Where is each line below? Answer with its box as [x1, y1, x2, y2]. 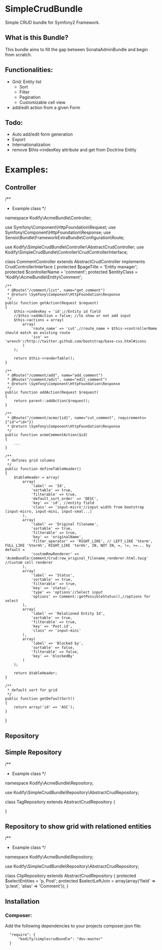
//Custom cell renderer [5, 560, 53, 565]
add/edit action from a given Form [12, 105, 81, 110]
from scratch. [5, 52, 32, 57]
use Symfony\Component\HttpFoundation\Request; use [5, 225, 116, 230]
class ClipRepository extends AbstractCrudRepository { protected [5, 873, 136, 879]
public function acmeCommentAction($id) [5, 433, 88, 438]
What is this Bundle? [5, 34, 69, 42]
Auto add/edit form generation [12, 131, 73, 137]
